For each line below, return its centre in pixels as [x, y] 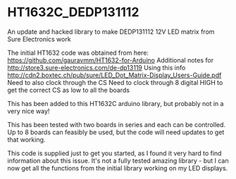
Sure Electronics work [39, 39]
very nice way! [29, 111]
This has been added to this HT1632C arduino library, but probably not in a [116, 103]
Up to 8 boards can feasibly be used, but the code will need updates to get [116, 132]
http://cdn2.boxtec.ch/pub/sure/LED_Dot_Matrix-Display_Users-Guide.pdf [114, 75]
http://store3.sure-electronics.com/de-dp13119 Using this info [97, 67]
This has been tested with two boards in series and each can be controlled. [117, 124]
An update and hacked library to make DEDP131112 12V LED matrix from [111, 32]
